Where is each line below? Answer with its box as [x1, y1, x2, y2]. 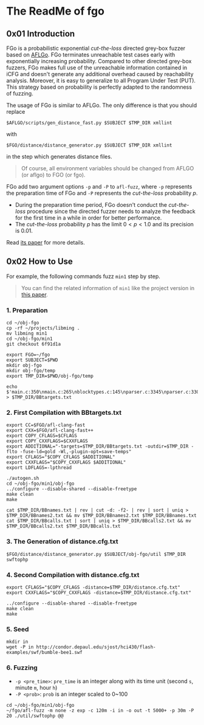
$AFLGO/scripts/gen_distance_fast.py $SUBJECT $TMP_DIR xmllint [6, 120, 172, 126]
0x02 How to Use [6, 257, 73, 267]
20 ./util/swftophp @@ [6, 713, 64, 719]
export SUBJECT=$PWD [6, 357, 59, 363]
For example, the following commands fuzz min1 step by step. [6, 272, 161, 280]
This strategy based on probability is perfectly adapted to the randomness [6, 83, 192, 91]
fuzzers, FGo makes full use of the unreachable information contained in [6, 64, 188, 71]
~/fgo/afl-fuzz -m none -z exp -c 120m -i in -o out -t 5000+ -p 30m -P [6, 707, 194, 713]
